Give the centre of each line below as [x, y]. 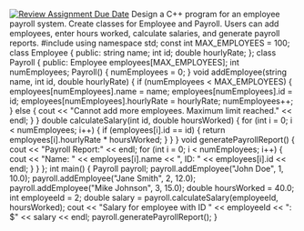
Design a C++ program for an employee [206, 14]
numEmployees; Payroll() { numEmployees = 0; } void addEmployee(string [148, 72]
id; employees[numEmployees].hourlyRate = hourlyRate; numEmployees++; [152, 101]
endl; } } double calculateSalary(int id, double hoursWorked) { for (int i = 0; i [151, 120]
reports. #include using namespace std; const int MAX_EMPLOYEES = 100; [150, 43]
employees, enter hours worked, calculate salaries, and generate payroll [145, 33]
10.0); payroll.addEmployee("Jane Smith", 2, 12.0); [103, 178]
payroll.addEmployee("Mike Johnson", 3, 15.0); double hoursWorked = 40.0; [152, 188]
